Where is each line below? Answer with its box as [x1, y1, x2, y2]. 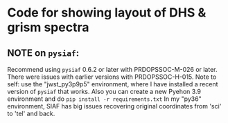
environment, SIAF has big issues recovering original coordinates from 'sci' [7, 102, 222, 110]
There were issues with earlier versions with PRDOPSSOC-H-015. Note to [7, 73, 217, 81]
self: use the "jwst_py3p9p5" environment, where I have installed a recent [7, 80, 218, 88]
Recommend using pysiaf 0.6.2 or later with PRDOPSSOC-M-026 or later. [7, 66, 218, 73]
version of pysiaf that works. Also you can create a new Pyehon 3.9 [7, 88, 202, 95]
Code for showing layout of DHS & [7, 5, 207, 21]
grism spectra [7, 19, 89, 35]
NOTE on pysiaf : [7, 47, 80, 59]
